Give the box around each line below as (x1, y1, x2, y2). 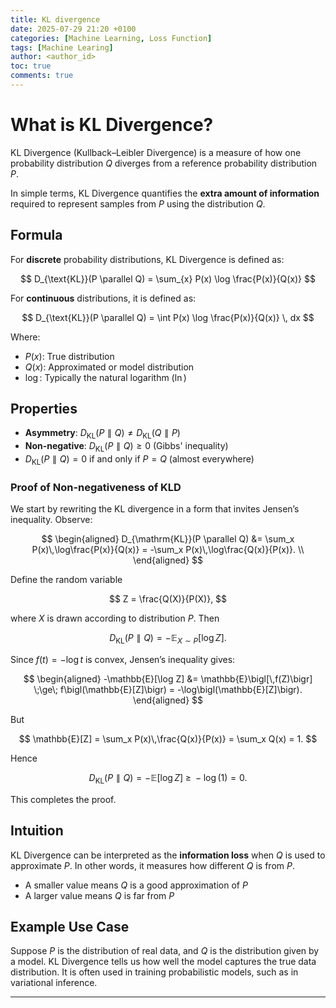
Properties (10, 401, 78, 418)
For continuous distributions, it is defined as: (10, 292, 197, 304)
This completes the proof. (10, 793, 117, 805)
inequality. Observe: (10, 514, 93, 526)
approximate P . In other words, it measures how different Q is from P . (10, 859, 295, 871)
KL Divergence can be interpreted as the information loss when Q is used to (10, 849, 326, 861)
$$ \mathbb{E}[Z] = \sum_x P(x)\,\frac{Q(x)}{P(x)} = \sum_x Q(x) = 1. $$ (18, 732, 318, 745)
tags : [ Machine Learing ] (10, 42, 114, 53)
